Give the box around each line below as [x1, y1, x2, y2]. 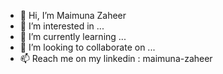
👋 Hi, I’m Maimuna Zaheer [19, 10, 127, 21]
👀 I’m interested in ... [19, 20, 105, 32]
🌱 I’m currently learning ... [19, 31, 127, 42]
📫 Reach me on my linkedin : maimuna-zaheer [19, 53, 213, 64]
